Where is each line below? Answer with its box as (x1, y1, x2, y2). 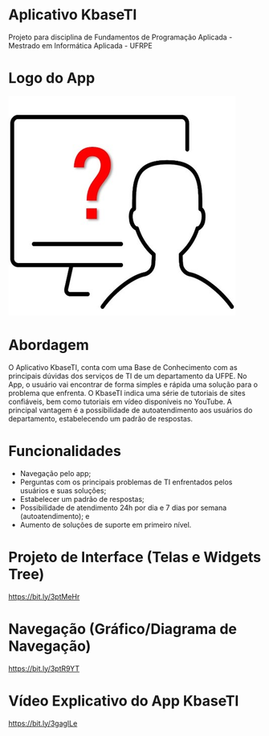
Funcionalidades (8, 442, 122, 460)
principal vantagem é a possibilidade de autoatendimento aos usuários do (8, 405, 253, 415)
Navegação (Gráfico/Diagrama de (8, 619, 237, 638)
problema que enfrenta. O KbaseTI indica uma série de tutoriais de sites (8, 388, 247, 397)
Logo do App (8, 69, 96, 88)
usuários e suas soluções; (19, 485, 107, 495)
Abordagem (8, 336, 90, 355)
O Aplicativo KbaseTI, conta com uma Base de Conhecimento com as (8, 362, 238, 372)
